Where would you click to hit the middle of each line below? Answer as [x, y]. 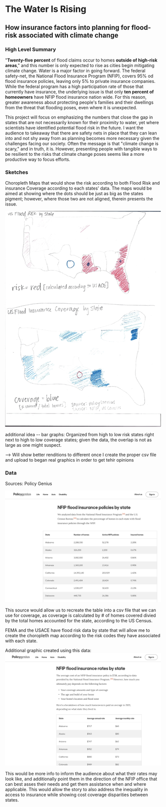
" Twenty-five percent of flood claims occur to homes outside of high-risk [81, 60]
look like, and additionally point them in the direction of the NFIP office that [81, 779]
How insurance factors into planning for [67, 28]
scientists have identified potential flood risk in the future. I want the [74, 128]
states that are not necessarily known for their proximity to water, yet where [82, 122]
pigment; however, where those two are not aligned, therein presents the [79, 199]
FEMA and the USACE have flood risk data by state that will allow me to [78, 630]
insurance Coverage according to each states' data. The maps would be [79, 188]
